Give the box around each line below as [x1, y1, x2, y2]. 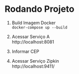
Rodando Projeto [4, 3, 75, 15]
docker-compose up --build [11, 25, 68, 30]
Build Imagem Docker [11, 20, 56, 26]
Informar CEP [11, 48, 39, 54]
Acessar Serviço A [11, 34, 50, 39]
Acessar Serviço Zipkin [11, 58, 59, 64]
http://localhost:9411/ [11, 63, 55, 69]
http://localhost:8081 [11, 38, 54, 45]
